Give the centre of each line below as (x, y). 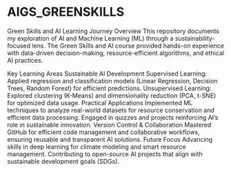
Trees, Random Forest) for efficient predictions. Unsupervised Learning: (109, 88)
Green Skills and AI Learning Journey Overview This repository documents (113, 31)
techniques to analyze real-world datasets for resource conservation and (111, 110)
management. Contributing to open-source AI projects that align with (105, 154)
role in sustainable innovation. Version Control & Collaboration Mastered (109, 125)
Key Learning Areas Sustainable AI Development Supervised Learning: (107, 74)
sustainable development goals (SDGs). (63, 161)
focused (19, 45)
